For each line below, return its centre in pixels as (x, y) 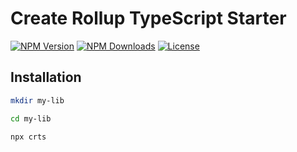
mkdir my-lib (37, 100)
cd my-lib (31, 118)
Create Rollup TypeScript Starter (148, 18)
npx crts (28, 137)
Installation (46, 77)
